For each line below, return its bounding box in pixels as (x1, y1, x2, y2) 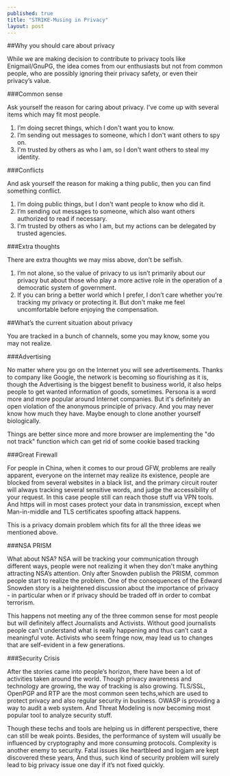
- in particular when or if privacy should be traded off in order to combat (7, 591, 211, 600)
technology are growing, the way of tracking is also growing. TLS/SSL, (7, 682, 206, 690)
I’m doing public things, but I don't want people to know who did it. (16, 200, 205, 208)
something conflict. (7, 186, 62, 195)
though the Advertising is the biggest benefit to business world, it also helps (7, 380, 222, 389)
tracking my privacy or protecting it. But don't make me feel (16, 298, 186, 306)
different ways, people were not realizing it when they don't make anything (7, 562, 218, 570)
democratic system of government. (16, 284, 116, 292)
